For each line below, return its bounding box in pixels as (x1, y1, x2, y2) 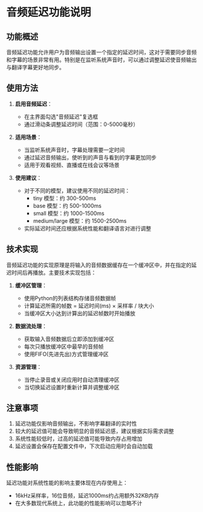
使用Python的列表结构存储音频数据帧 (24, 294, 117, 302)
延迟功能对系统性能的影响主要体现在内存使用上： (6, 479, 128, 487)
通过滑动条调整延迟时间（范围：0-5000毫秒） (24, 120, 139, 127)
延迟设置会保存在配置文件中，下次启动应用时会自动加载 (14, 443, 153, 450)
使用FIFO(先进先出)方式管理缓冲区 (24, 350, 109, 357)
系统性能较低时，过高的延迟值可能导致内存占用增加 (14, 435, 143, 443)
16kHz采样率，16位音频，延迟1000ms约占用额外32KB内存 (14, 492, 159, 499)
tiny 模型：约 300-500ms (33, 194, 97, 202)
